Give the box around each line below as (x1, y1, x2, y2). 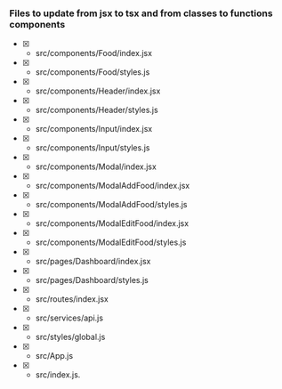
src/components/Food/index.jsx (35, 48, 153, 59)
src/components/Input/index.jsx (35, 124, 153, 134)
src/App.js (35, 351, 74, 361)
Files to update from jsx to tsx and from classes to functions (9, 7, 273, 20)
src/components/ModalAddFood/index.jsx (35, 181, 190, 191)
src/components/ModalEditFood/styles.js (35, 237, 187, 247)
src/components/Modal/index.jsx (35, 161, 157, 172)
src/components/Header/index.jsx (35, 85, 161, 96)
